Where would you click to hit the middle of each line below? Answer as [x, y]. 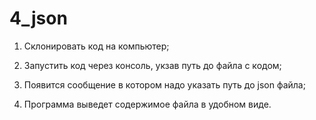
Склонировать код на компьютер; [96, 46]
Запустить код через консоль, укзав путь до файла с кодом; [152, 65]
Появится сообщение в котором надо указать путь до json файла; [164, 84]
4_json [38, 18]
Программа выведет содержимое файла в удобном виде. [147, 104]
